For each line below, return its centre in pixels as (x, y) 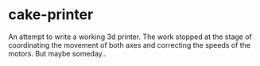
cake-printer (51, 15)
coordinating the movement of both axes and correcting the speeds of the (130, 45)
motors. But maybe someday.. (57, 53)
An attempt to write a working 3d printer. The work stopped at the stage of (130, 37)
